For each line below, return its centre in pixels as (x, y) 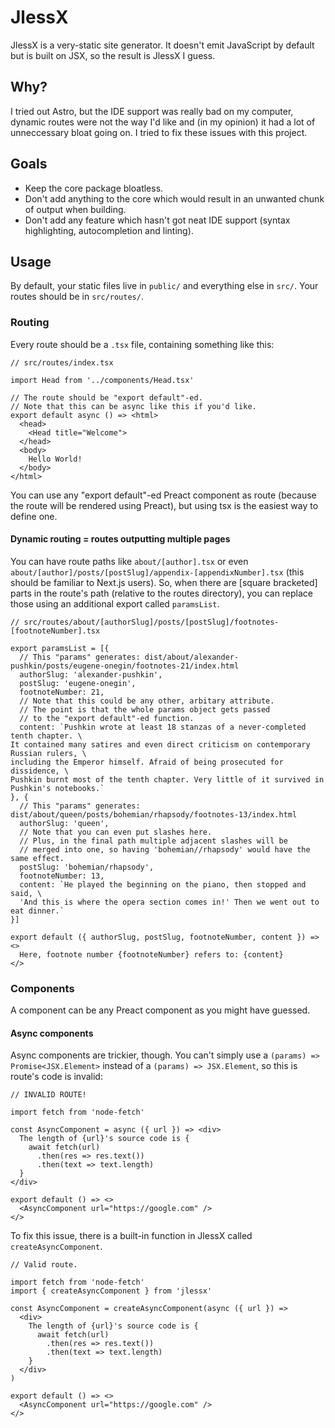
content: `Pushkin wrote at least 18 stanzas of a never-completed (163, 727)
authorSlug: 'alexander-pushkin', (91, 674)
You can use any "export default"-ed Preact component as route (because (163, 495)
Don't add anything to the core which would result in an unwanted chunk (174, 198)
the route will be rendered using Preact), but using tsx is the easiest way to (164, 505)
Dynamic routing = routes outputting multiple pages (120, 539)
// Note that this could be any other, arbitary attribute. (147, 701)
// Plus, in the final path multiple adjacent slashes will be (153, 841)
